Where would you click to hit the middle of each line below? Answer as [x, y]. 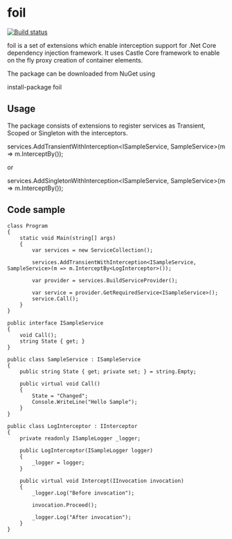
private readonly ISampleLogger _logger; [80, 438]
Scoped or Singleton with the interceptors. [68, 132]
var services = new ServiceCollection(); [93, 250]
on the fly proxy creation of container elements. [75, 60]
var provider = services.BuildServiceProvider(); [105, 280]
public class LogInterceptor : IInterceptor [72, 426]
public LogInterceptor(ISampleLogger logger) [87, 450]
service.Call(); [55, 299]
